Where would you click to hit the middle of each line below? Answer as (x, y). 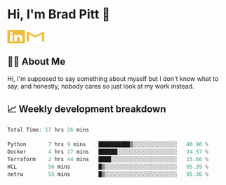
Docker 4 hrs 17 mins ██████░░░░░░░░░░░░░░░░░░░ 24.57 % (108, 152)
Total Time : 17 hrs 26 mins (48, 129)
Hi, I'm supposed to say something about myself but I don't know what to (113, 78)
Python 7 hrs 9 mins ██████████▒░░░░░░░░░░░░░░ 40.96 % (108, 145)
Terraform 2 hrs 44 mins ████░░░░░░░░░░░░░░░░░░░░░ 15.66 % (108, 160)
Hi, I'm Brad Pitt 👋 (59, 14)
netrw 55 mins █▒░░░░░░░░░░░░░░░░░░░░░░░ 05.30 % (108, 174)
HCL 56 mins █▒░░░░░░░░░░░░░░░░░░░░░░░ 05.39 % (108, 167)
